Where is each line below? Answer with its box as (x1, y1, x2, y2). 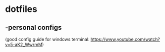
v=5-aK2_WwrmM (5, 42, 43, 48)
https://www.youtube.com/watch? (90, 36, 160, 42)
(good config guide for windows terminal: (5, 36, 90, 42)
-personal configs (5, 23, 62, 32)
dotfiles (5, 3, 38, 15)
